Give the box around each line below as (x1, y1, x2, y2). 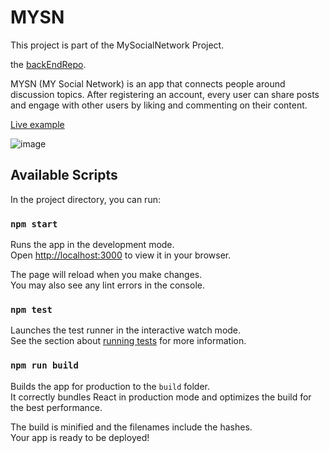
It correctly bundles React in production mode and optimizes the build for (10, 391, 312, 403)
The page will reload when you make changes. (10, 269, 203, 281)
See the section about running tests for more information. (10, 335, 247, 347)
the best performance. (10, 401, 103, 413)
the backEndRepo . (10, 58, 87, 70)
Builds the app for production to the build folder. (10, 380, 211, 392)
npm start (10, 218, 58, 230)
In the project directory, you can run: (10, 193, 161, 205)
